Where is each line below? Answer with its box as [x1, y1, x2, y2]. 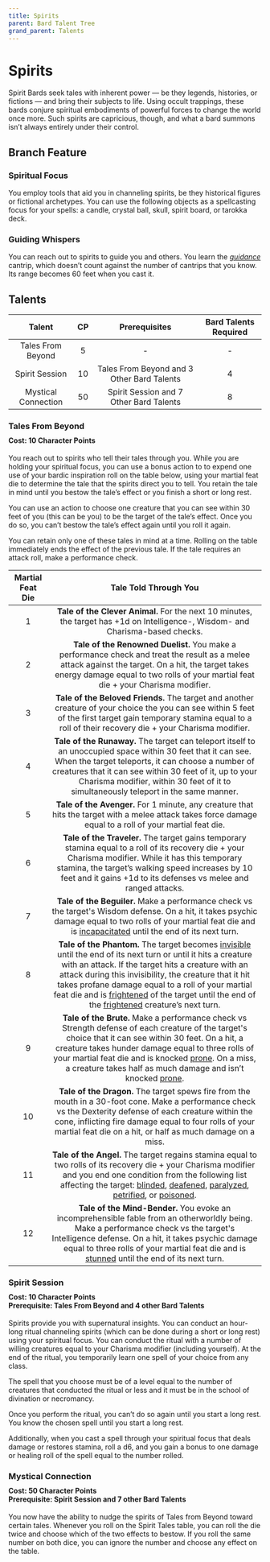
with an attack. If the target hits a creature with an [61, 959, 248, 970]
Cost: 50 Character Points [8, 1486, 97, 1495]
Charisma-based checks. [106, 626, 203, 637]
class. [8, 1362, 28, 1371]
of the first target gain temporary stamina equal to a [57, 713, 252, 724]
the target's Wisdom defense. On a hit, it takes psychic [51, 906, 258, 917]
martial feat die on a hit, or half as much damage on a [55, 1126, 256, 1138]
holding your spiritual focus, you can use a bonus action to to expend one [8, 462, 252, 472]
